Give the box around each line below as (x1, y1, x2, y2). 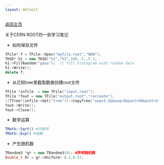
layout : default (5, 7, 38, 12)
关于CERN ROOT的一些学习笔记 (5, 31, 69, 37)
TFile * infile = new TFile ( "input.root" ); (5, 89, 95, 94)
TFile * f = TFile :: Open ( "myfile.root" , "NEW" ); (5, 52, 102, 57)
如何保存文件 (12, 42, 38, 48)
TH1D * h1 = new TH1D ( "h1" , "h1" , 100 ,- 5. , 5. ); (5, 56, 97, 61)
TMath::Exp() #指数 (5, 131, 43, 136)
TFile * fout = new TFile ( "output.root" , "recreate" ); (5, 94, 115, 98)
